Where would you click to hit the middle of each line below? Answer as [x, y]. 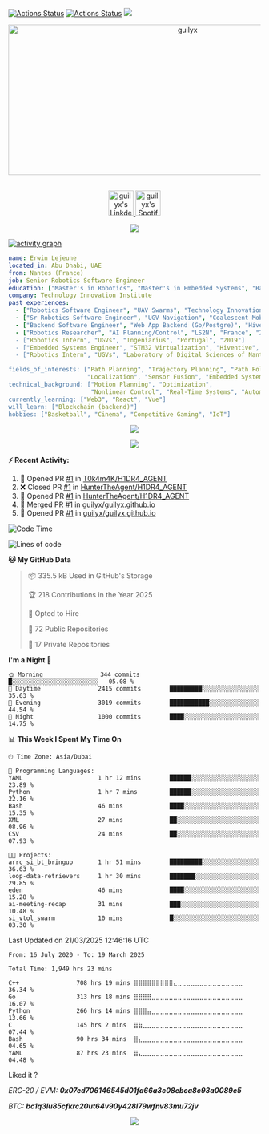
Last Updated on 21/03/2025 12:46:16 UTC [79, 940]
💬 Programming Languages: [51, 771]
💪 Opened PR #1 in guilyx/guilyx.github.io [88, 513]
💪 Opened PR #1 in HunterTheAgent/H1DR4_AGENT [104, 496]
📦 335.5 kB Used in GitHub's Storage [90, 576]
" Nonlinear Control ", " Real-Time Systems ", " [168, 392]
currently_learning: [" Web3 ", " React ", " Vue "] [87, 399]
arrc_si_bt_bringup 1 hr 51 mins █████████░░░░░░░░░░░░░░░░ [134, 862]
